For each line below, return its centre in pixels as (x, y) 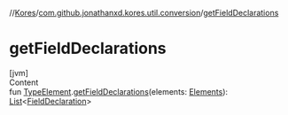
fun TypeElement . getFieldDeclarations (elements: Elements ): (119, 91)
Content (24, 82)
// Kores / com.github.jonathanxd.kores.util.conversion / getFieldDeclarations (144, 13)
